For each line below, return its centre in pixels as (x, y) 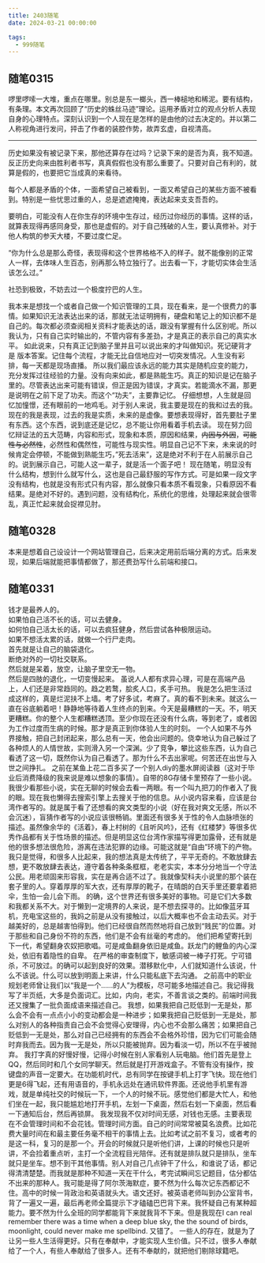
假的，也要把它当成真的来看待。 (74, 173)
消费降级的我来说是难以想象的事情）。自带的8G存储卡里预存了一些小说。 (139, 777)
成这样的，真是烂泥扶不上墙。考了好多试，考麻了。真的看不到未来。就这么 (129, 698)
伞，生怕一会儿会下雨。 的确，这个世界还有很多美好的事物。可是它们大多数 (130, 896)
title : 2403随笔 (34, 15)
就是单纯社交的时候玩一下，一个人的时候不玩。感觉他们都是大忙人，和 (136, 1094)
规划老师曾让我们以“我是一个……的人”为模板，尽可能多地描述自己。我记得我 (131, 985)
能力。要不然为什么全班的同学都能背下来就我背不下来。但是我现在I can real (130, 1212)
